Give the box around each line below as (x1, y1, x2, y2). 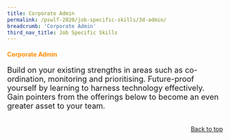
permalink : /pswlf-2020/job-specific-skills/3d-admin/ (7, 16, 167, 23)
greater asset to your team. (7, 101, 105, 111)
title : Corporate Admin (7, 10, 75, 17)
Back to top (190, 125, 223, 133)
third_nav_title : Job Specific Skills (7, 29, 118, 36)
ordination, (7, 74, 47, 84)
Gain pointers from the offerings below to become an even (7, 92, 219, 102)
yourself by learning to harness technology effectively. (7, 83, 205, 93)
